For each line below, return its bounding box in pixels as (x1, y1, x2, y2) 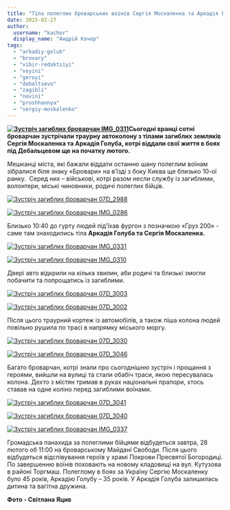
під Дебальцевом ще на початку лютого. (7, 146, 131, 154)
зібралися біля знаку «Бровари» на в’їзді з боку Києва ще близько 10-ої (7, 167, 217, 175)
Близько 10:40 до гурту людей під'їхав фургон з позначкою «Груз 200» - (7, 221, 219, 230)
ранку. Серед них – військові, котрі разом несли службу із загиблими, (7, 174, 215, 183)
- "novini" (13, 93, 44, 100)
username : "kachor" (13, 29, 69, 36)
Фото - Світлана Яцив (7, 495, 72, 503)
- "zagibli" (13, 86, 48, 93)
